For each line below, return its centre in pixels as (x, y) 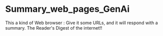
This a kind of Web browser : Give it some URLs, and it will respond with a (82, 23)
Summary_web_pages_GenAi (67, 9)
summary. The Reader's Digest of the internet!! (54, 28)
